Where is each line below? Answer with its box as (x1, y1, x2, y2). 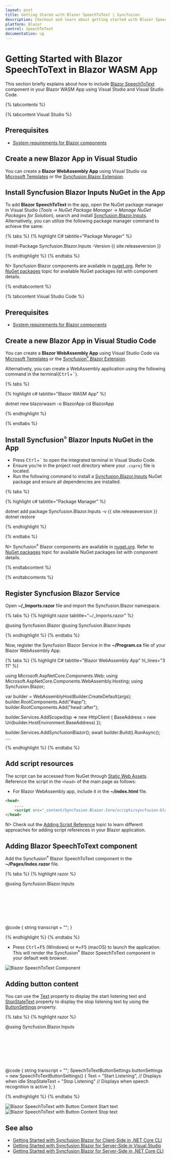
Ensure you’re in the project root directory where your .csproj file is (12, 462, 155, 469)
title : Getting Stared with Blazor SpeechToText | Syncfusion (5, 12, 140, 17)
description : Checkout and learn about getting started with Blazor (5, 17, 154, 22)
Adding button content (5, 980, 79, 988)
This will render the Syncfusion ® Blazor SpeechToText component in (12, 949, 155, 956)
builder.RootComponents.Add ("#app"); (5, 699, 87, 705)
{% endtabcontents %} (5, 574, 53, 581)
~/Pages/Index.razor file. (5, 861, 60, 867)
